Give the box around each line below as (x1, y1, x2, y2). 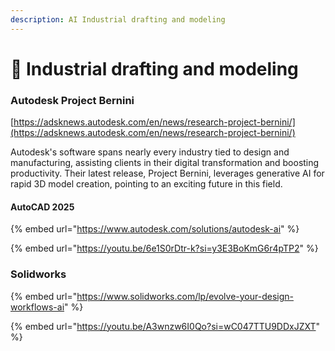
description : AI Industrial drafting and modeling (10, 14, 226, 25)
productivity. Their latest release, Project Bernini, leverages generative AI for (10, 167, 325, 180)
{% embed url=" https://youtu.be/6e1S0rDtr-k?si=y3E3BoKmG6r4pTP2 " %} (10, 242, 319, 255)
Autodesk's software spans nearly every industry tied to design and (10, 146, 290, 158)
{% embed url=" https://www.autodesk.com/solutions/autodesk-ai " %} (10, 223, 300, 235)
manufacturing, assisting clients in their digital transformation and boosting (10, 157, 320, 169)
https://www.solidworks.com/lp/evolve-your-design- (76, 290, 294, 302)
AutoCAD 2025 (10, 201, 75, 213)
